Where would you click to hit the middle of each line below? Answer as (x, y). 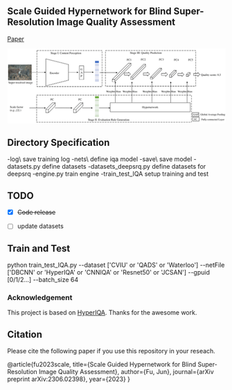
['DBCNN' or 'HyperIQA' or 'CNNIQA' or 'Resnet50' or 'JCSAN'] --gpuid (108, 272)
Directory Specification (59, 142)
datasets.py (24, 167)
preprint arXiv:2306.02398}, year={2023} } (69, 379)
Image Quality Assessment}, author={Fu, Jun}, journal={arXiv (126, 372)
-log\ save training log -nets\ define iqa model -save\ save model (100, 159)
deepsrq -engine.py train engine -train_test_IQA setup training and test (108, 174)
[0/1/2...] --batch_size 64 (43, 280)
